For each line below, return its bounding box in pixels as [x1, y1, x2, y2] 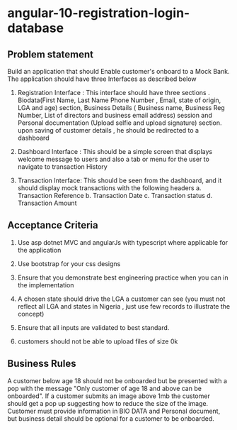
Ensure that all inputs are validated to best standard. [17, 323, 170, 331]
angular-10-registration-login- [7, 5, 190, 21]
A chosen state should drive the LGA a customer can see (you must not [17, 294, 226, 303]
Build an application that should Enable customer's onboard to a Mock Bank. [7, 67, 230, 75]
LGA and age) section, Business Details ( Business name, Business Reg [17, 104, 225, 111]
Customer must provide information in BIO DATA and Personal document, [7, 407, 221, 415]
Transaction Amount [17, 199, 77, 207]
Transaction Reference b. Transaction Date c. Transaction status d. [17, 192, 213, 199]
